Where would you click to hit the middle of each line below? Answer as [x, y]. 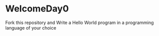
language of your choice [31, 27]
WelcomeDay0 [37, 9]
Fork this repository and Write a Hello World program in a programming [80, 22]
